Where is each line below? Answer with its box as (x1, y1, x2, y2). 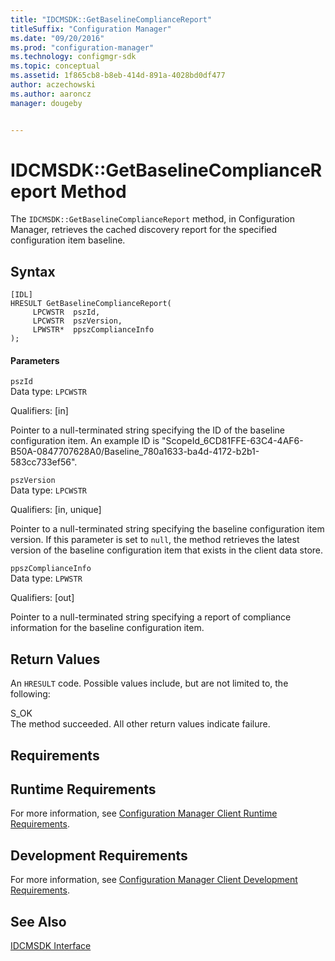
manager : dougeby (10, 98, 83, 108)
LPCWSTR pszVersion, (32, 316, 123, 326)
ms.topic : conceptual (10, 61, 101, 71)
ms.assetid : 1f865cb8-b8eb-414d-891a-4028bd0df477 (10, 71, 226, 81)
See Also (10, 913, 67, 930)
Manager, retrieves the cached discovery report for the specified (10, 224, 278, 236)
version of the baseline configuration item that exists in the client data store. (10, 544, 324, 556)
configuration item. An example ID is (10, 435, 160, 447)
